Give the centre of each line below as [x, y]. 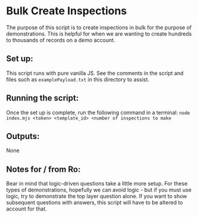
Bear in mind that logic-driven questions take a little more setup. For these [97, 184]
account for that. [27, 209]
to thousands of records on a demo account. [61, 40]
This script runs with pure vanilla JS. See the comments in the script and [95, 73]
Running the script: [43, 98]
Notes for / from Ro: [43, 169]
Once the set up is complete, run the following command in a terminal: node [98, 112]
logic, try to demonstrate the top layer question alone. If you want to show [97, 196]
